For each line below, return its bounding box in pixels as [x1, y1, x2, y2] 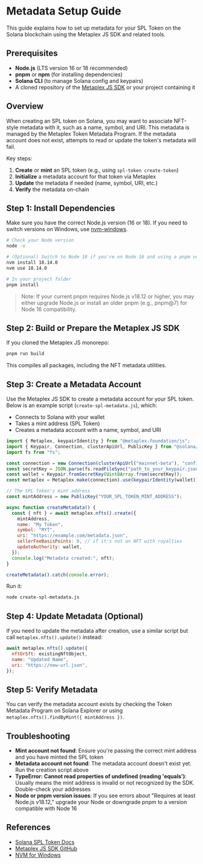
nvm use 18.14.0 [6, 265, 47, 271]
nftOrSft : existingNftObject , [11, 650, 88, 657]
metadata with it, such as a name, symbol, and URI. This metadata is [19, 123, 190, 131]
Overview [6, 101, 44, 111]
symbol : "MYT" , [17, 527, 56, 533]
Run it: [6, 583, 22, 590]
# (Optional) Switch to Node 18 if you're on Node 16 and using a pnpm [6, 254, 190, 260]
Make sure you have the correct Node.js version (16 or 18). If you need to [6, 219, 188, 226]
